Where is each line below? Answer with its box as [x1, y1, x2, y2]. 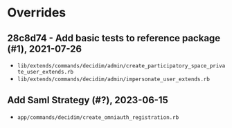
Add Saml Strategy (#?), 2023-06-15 [7, 94, 168, 106]
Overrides [7, 5, 66, 21]
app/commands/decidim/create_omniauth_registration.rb [17, 114, 179, 121]
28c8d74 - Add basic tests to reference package [7, 32, 221, 44]
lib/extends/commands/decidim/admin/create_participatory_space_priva [17, 63, 226, 70]
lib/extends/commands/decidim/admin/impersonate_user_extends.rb [17, 76, 210, 83]
